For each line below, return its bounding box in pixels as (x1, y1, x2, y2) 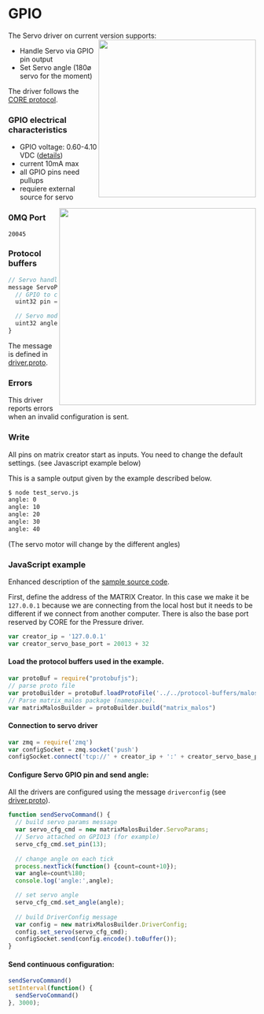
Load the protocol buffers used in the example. (8, 657, 164, 667)
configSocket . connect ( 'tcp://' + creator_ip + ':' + (8, 753, 185, 761)
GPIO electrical (8, 114, 67, 125)
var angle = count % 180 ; (15, 870, 86, 878)
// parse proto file (8, 682, 76, 689)
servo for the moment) (19, 71, 93, 80)
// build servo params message (15, 819, 118, 826)
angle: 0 (8, 496, 37, 504)
